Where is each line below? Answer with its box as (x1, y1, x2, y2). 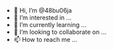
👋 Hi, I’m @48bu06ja (13, 7, 72, 14)
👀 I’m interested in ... (13, 14, 72, 22)
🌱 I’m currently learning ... (13, 21, 87, 28)
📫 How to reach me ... (13, 36, 77, 43)
